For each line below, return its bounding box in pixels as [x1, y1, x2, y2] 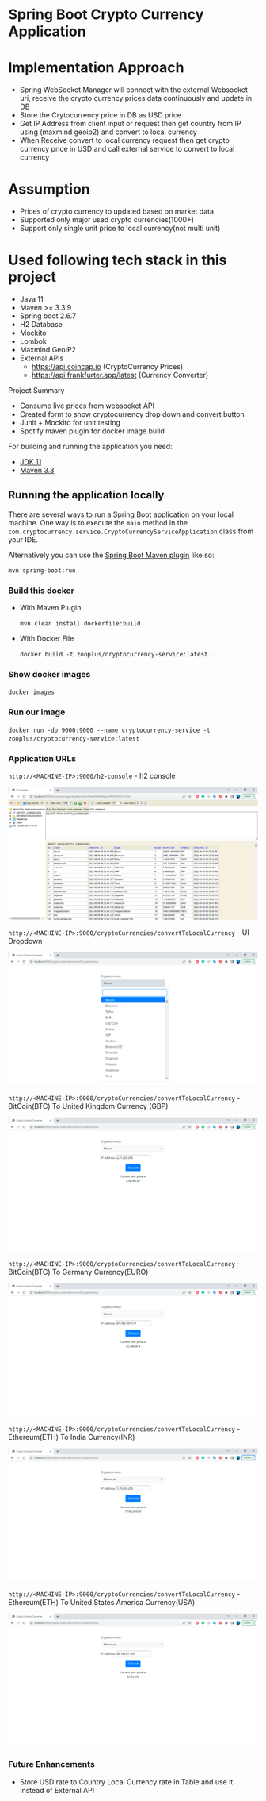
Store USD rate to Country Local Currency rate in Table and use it [19, 1776, 234, 1787]
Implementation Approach [8, 59, 184, 77]
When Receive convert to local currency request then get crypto [19, 136, 230, 145]
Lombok [19, 337, 47, 346]
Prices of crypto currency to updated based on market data [19, 206, 215, 216]
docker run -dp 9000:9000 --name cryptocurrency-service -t [8, 726, 211, 734]
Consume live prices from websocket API [19, 401, 154, 410]
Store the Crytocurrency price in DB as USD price [19, 110, 182, 120]
